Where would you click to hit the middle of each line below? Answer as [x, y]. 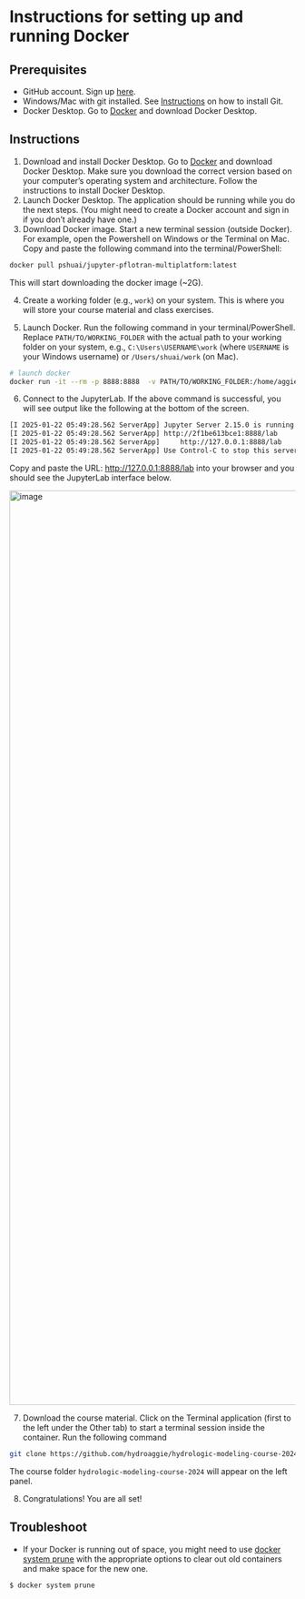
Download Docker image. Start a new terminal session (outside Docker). [157, 228]
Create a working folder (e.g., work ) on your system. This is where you [153, 300]
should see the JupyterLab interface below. [91, 477]
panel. [21, 1481]
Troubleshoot [49, 1528]
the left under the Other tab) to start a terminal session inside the [144, 1427]
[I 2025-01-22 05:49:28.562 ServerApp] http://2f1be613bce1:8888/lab [144, 434]
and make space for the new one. [85, 1568]
